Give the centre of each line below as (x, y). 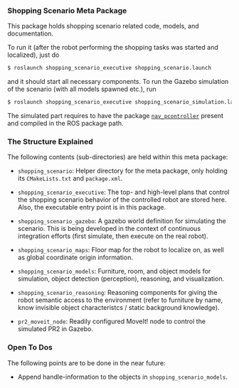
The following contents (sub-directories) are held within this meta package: (118, 157)
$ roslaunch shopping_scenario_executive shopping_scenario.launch (110, 68)
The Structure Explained (51, 141)
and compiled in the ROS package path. (65, 124)
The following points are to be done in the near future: (86, 363)
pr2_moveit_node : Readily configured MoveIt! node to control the (112, 321)
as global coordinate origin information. (75, 257)
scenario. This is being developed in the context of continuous (109, 229)
